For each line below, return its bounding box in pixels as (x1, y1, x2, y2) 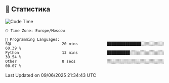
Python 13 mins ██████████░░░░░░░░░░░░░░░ (5, 50, 164, 55)
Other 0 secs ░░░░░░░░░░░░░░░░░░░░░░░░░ (5, 59, 164, 64)
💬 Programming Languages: (5, 37, 60, 42)
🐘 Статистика (5, 5, 51, 14)
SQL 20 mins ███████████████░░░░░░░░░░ (5, 41, 164, 46)
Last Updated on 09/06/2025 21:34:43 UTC (5, 72, 96, 78)
